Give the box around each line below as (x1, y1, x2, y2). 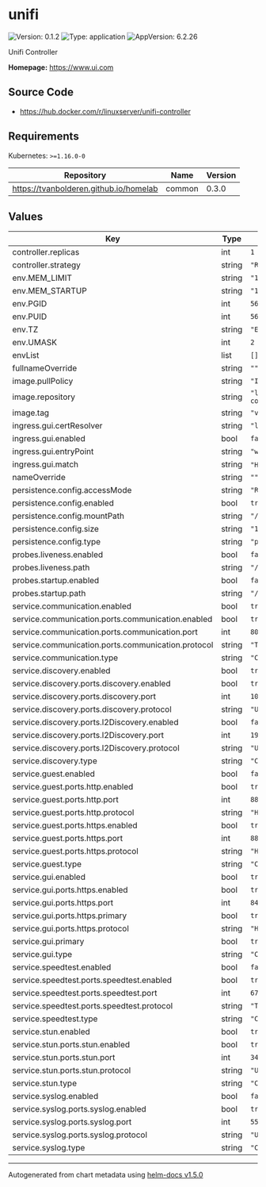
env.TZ (12, 324, 39, 335)
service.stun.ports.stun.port (12, 1052, 116, 1063)
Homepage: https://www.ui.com (8, 62, 114, 72)
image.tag (12, 407, 50, 418)
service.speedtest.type (12, 1013, 98, 1024)
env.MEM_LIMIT (12, 272, 73, 283)
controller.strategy (12, 259, 82, 271)
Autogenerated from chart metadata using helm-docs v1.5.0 (8, 1170, 203, 1180)
